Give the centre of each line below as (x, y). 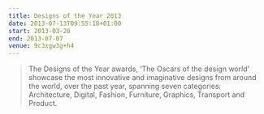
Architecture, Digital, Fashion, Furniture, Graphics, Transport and (136, 95)
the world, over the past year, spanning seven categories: (125, 87)
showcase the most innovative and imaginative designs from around (143, 78)
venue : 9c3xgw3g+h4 (41, 46)
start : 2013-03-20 (39, 31)
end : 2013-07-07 (36, 38)
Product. (43, 103)
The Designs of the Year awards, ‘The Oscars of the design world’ (139, 69)
